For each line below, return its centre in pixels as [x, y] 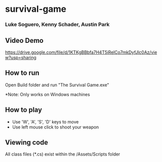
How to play [24, 110]
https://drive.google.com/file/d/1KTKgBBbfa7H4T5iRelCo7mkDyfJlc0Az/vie [81, 52]
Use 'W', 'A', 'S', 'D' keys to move [45, 122]
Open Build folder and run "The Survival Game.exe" [57, 85]
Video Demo [24, 40]
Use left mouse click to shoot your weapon [55, 127]
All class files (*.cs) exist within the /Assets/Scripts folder [63, 154]
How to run [22, 73]
